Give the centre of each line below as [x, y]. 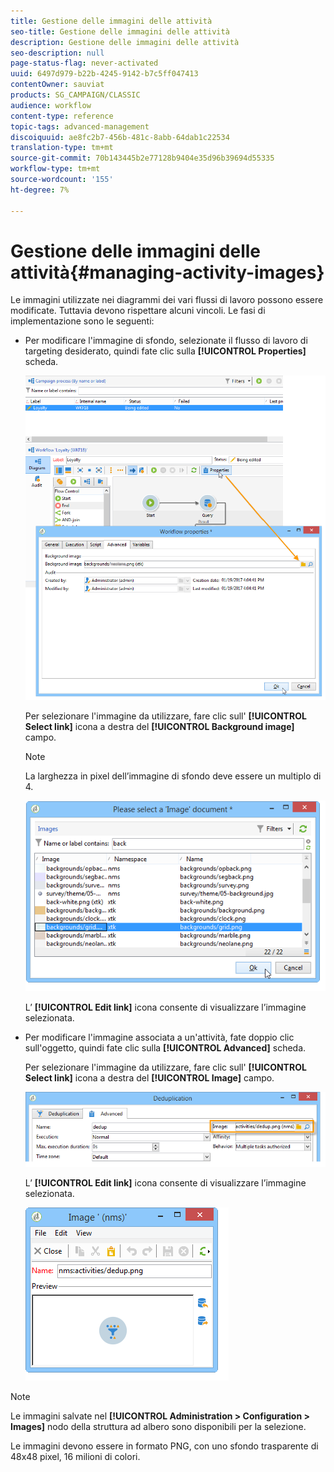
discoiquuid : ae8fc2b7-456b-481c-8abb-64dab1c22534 [120, 137]
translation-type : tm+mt [62, 148]
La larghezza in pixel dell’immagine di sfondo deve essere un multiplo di [173, 776]
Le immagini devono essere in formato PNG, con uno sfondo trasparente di [164, 1446]
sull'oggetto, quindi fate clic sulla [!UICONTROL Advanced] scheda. [165, 1047]
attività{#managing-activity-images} [167, 272]
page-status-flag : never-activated [84, 63]
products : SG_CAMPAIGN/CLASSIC [75, 95]
